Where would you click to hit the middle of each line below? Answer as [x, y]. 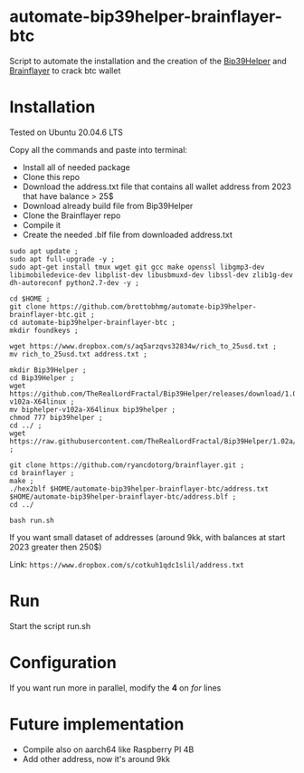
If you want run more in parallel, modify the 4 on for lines [115, 687]
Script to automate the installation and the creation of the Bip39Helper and [148, 61]
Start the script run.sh [50, 625]
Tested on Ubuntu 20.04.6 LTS [66, 132]
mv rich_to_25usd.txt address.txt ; [78, 354]
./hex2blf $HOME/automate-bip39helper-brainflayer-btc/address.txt [139, 489]
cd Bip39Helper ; [42, 377]
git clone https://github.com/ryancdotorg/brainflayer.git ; [127, 465]
